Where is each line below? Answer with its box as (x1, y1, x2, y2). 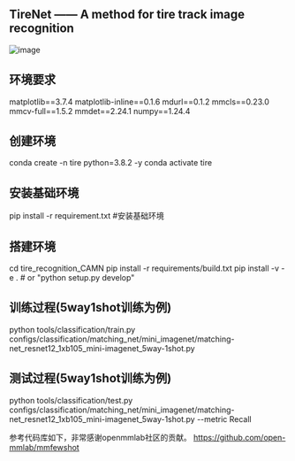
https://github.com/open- (193, 432, 286, 442)
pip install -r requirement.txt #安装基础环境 (9, 211, 165, 221)
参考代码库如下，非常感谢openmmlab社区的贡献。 (9, 432, 192, 442)
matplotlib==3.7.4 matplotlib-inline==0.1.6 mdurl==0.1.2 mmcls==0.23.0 (9, 96, 269, 107)
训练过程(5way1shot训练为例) (9, 300, 172, 315)
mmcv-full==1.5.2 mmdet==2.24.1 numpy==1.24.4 (9, 105, 191, 116)
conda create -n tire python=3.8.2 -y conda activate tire (9, 158, 213, 168)
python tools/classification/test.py (9, 395, 133, 405)
